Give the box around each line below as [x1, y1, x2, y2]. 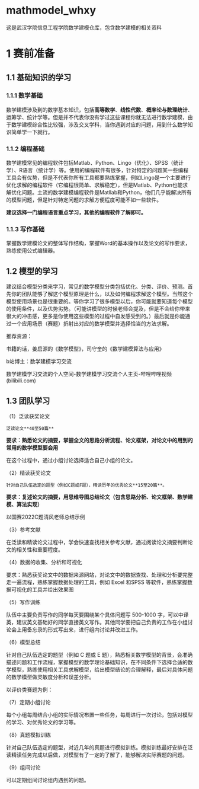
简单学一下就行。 [11, 128, 53, 135]
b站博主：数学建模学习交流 [6, 358, 72, 365]
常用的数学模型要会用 [6, 444, 58, 451]
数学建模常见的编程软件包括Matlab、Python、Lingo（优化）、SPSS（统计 [6, 159, 184, 167]
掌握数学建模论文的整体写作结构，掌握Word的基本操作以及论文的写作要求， [6, 239, 191, 247]
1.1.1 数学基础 [6, 91, 43, 100]
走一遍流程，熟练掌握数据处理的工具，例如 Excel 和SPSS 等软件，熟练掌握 [6, 579, 188, 586]
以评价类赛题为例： [6, 686, 53, 694]
